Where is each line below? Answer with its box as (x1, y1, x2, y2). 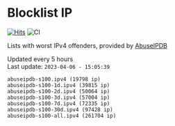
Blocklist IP (7, 5, 73, 21)
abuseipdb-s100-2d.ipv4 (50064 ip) (7, 88, 110, 95)
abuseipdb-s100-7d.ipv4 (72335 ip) (7, 100, 110, 107)
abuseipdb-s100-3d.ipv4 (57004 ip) (7, 94, 110, 101)
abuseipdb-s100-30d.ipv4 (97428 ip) (7, 106, 113, 113)
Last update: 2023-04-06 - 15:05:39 (7, 62, 110, 70)
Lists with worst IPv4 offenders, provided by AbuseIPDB (7, 41, 168, 49)
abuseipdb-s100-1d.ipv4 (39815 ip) (7, 81, 110, 88)
